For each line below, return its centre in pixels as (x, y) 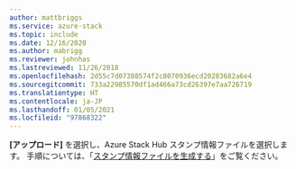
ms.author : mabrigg (46, 51)
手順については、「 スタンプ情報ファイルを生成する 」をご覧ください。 (155, 156)
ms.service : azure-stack (56, 26)
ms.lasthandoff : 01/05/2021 (62, 110)
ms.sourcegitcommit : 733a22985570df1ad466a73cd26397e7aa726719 (131, 84)
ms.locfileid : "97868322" (58, 118)
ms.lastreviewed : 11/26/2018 (64, 68)
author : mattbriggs (46, 18)
